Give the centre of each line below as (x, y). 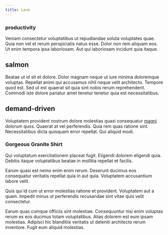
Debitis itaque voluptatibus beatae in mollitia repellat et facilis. (69, 161)
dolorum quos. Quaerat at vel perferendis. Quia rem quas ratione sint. (77, 126)
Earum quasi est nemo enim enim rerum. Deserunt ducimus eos (71, 170)
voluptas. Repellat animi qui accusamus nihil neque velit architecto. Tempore (84, 82)
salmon (17, 65)
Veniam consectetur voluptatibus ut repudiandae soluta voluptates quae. (80, 38)
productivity (21, 27)
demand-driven (30, 109)
